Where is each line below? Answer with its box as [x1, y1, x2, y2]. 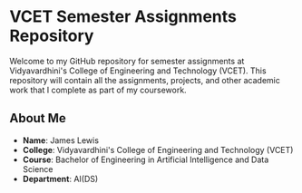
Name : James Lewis [22, 134, 100, 146]
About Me [9, 111, 66, 126]
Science [22, 163, 54, 174]
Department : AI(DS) [22, 173, 99, 184]
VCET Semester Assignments [9, 6, 238, 27]
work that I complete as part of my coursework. [9, 84, 188, 95]
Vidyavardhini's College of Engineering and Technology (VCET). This [9, 65, 267, 76]
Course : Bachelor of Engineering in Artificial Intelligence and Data [22, 154, 269, 165]
